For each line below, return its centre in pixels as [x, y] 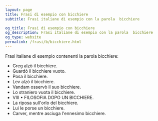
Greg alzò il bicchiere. [35, 66]
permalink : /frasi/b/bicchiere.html [43, 42]
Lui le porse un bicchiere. [38, 108]
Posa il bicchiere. [30, 76]
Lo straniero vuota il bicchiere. [44, 92]
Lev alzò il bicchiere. [33, 81]
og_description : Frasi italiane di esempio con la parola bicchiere [79, 33]
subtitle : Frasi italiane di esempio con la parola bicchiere [72, 19]
